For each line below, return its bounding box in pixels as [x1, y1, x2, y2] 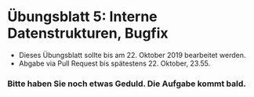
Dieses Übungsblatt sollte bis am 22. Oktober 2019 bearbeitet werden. [18, 50, 246, 59]
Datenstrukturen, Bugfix [7, 24, 169, 42]
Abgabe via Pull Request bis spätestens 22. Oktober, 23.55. [18, 59, 211, 68]
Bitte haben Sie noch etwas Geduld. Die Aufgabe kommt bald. [7, 78, 246, 89]
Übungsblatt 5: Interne [7, 8, 158, 26]
